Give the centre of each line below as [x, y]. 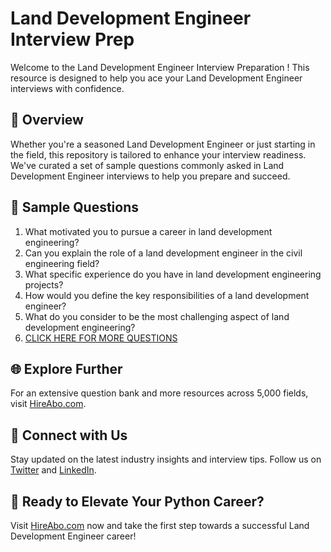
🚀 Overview [47, 120]
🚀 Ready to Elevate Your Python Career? [137, 501]
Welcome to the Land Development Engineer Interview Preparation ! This [160, 67]
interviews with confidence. [67, 88]
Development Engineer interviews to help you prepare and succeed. [150, 176]
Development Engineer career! [73, 536]
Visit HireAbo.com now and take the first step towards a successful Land [160, 525]
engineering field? [62, 263]
